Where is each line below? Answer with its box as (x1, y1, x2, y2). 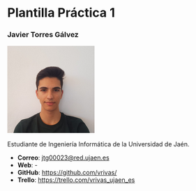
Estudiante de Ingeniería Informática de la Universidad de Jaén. (7, 140, 190, 148)
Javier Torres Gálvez (7, 30, 79, 40)
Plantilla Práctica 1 (7, 5, 115, 21)
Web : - (17, 161, 38, 169)
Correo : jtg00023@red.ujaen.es (17, 153, 110, 162)
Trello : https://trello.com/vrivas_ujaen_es (17, 176, 135, 184)
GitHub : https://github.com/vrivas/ (17, 169, 117, 177)
